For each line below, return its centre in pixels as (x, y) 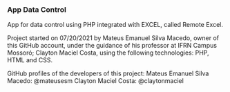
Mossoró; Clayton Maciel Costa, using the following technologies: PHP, (108, 53)
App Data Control (37, 10)
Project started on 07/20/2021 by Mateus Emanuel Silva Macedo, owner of (113, 38)
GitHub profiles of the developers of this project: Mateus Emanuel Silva (108, 73)
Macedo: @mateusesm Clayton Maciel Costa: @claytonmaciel (96, 81)
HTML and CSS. (30, 60)
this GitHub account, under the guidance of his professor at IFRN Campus (112, 46)
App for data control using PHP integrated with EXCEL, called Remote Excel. (115, 25)
